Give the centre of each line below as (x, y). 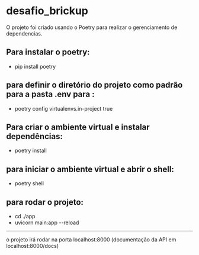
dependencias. (24, 33)
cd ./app (25, 216)
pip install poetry (35, 66)
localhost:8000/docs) (33, 246)
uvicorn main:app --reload (47, 222)
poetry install (31, 151)
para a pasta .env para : (50, 94)
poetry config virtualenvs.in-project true (64, 108)
